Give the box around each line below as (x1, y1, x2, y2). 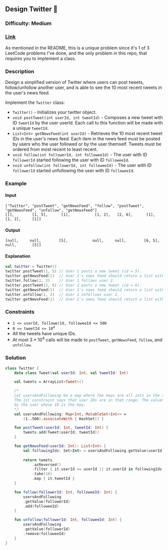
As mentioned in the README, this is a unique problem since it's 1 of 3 (5, 44, 150, 50)
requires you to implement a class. (5, 55, 76, 61)
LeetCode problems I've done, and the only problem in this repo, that (5, 50, 147, 56)
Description (5, 68, 34, 75)
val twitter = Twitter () (5, 264, 57, 269)
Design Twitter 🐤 (5, 5, 58, 13)
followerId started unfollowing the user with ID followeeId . (12, 167, 135, 173)
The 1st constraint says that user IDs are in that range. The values (14, 398, 164, 403)
